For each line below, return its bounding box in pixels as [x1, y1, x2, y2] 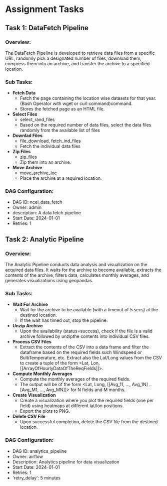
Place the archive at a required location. [19, 175, 102, 181]
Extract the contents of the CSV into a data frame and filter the [19, 344, 149, 350]
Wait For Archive [12, 301, 48, 307]
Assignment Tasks [5, 4, 84, 15]
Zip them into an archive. [19, 159, 71, 165]
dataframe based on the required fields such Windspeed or [19, 349, 142, 355]
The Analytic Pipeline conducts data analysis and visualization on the [5, 262, 147, 268]
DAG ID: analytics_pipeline [12, 448, 67, 454]
